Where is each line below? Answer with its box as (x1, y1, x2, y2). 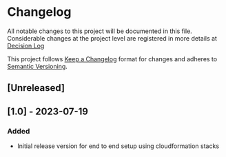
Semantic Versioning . (7, 62, 68, 70)
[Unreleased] (7, 82, 65, 94)
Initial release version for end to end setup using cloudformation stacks (17, 142, 219, 150)
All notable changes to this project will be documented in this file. (7, 27, 193, 35)
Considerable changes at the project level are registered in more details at (7, 34, 217, 42)
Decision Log (7, 41, 45, 50)
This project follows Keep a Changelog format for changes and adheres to (7, 54, 218, 63)
